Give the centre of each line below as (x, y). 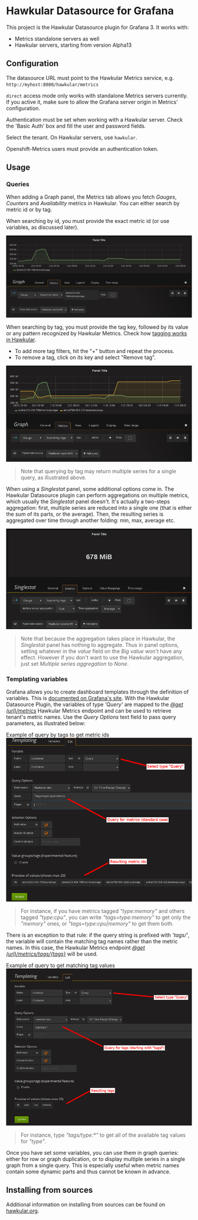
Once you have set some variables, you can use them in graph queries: (92, 1153)
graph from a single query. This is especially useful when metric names (93, 1166)
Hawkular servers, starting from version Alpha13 (73, 45)
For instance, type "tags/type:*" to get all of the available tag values (103, 1135)
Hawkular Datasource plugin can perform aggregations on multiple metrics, (98, 495)
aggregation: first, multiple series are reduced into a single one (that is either (99, 507)
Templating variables (37, 679)
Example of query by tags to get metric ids (58, 735)
